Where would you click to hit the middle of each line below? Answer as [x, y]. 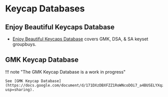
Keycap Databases [45, 9]
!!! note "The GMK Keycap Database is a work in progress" [65, 72]
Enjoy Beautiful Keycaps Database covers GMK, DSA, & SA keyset [80, 39]
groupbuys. [24, 44]
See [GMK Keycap [22, 81]
